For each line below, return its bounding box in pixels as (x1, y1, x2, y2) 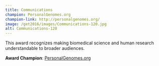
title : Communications (5, 7, 53, 13)
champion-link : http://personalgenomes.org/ (5, 17, 100, 22)
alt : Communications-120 (5, 26, 57, 31)
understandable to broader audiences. (5, 45, 85, 51)
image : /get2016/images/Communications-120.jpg (5, 21, 107, 27)
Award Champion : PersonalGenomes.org (5, 55, 91, 61)
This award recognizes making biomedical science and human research (5, 40, 154, 46)
